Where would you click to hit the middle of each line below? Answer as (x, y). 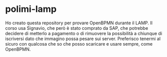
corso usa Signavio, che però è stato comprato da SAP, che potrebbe (77, 28)
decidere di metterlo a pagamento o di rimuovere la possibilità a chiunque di (84, 33)
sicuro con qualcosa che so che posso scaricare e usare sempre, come (79, 44)
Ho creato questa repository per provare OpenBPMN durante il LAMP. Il (79, 23)
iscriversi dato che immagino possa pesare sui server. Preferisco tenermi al (83, 39)
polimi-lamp (31, 9)
